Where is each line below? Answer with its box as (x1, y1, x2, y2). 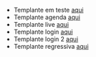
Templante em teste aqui (13, 6, 84, 14)
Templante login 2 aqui (13, 35, 79, 43)
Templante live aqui (13, 21, 69, 28)
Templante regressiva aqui (13, 43, 89, 50)
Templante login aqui (13, 27, 73, 36)
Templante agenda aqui (13, 13, 81, 21)
